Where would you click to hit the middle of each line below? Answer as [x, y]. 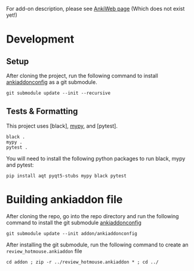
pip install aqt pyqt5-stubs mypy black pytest [67, 176]
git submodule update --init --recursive [58, 93]
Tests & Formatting [42, 111]
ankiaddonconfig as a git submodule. [52, 82]
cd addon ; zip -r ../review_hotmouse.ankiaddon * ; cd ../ [83, 262]
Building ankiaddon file [64, 200]
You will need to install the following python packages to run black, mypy [96, 158]
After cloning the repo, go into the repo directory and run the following [93, 216]
